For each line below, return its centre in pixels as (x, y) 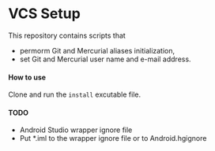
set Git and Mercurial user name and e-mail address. (105, 59)
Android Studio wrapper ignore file (76, 130)
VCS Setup (44, 14)
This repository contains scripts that (67, 35)
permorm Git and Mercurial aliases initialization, (97, 50)
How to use (27, 77)
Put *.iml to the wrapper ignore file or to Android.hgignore (113, 138)
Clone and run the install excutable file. (74, 94)
